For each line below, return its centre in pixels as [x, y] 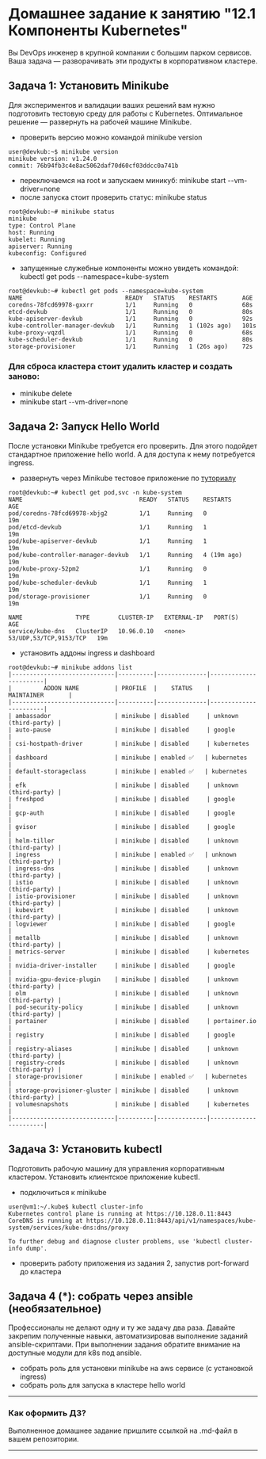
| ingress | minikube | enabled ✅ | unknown [123, 854]
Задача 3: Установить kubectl [85, 1150]
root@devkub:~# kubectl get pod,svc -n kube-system [95, 492]
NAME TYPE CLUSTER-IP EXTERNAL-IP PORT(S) [123, 617]
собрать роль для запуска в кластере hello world [103, 1385]
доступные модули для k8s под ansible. [75, 1353]
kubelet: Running [37, 239]
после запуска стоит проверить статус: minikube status [113, 197]
